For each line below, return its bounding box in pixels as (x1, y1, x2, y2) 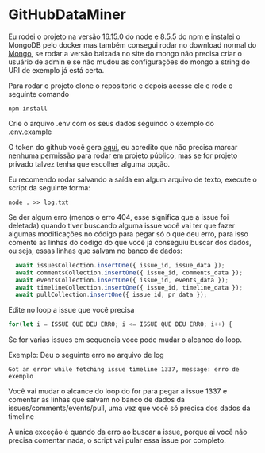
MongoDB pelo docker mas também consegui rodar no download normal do (8, 40, 257, 49)
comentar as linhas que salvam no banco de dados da (8, 395, 185, 405)
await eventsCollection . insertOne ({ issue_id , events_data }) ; (15, 276, 229, 284)
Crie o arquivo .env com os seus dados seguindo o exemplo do (8, 118, 214, 128)
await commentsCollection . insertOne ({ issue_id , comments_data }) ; (15, 268, 244, 277)
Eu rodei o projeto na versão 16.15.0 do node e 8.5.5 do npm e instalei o (8, 32, 240, 41)
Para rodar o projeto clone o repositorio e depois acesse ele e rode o (8, 81, 233, 90)
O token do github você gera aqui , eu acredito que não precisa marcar (8, 142, 238, 152)
